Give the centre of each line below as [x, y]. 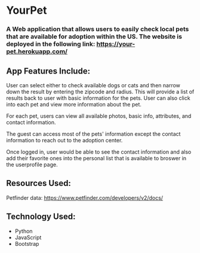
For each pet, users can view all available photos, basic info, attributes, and [99, 116]
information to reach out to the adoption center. [64, 140]
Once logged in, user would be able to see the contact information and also [99, 152]
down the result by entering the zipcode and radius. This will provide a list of [100, 92]
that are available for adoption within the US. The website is [94, 36]
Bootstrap [27, 243]
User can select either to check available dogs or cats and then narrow [93, 85]
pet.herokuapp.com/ [37, 51]
